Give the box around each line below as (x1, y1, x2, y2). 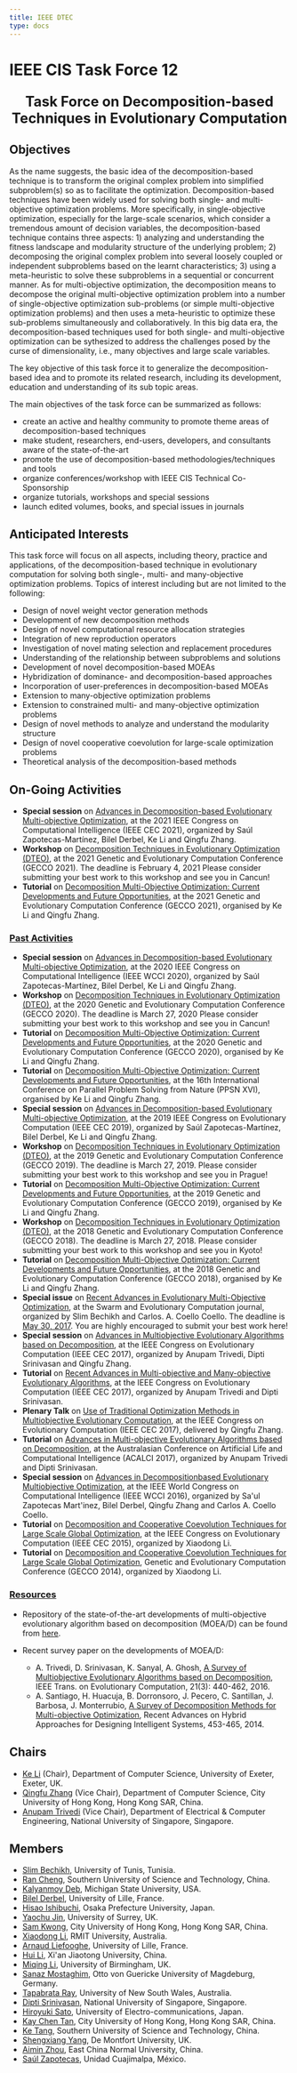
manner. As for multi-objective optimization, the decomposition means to (9, 279, 277, 290)
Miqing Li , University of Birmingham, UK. (21, 1959, 172, 1970)
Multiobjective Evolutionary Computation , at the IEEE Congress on (21, 1415, 264, 1426)
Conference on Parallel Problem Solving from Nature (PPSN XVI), (21, 1084, 261, 1095)
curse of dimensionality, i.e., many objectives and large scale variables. (9, 345, 270, 356)
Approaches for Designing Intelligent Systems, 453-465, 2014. (35, 1718, 265, 1730)
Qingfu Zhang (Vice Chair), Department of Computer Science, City (21, 1787, 266, 1797)
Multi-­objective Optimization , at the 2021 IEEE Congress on (21, 816, 238, 826)
